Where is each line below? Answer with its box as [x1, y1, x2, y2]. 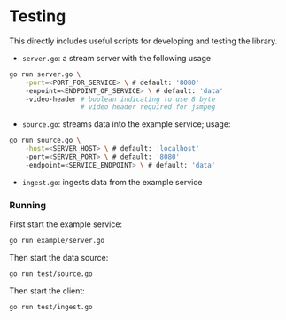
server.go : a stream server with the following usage [21, 52, 211, 63]
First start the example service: [9, 219, 122, 230]
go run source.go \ [9, 136, 81, 145]
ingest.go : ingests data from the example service [21, 176, 203, 187]
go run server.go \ [9, 69, 81, 79]
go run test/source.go [9, 269, 93, 278]
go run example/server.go [9, 237, 104, 246]
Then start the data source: [9, 252, 109, 262]
